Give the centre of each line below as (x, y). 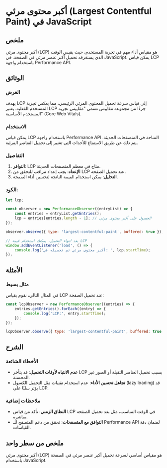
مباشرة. (20, 417)
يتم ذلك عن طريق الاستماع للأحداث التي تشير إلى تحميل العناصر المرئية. (72, 143)
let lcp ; (15, 200)
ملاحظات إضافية (23, 400)
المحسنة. (21, 377)
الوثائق (15, 78)
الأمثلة (14, 270)
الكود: (12, 190)
